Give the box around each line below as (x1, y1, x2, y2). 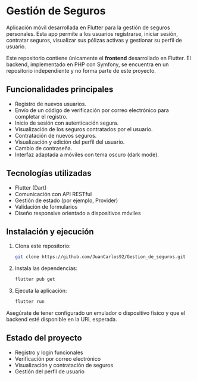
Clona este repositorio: (14, 243, 71, 250)
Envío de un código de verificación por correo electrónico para (14, 106, 170, 114)
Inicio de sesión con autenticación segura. (14, 119, 119, 126)
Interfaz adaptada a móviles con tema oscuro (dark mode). (14, 151, 160, 158)
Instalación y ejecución (6, 227, 94, 237)
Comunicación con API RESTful (14, 190, 92, 197)
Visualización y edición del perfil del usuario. (14, 138, 125, 145)
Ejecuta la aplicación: (14, 287, 67, 295)
